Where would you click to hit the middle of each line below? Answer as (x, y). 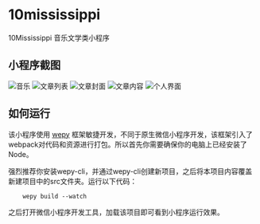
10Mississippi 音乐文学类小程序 (59, 37)
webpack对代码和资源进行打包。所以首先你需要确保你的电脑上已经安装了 (128, 144)
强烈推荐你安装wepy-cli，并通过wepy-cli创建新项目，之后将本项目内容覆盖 (130, 171)
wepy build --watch (55, 196)
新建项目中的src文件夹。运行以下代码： (73, 181)
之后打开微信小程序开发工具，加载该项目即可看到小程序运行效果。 (116, 212)
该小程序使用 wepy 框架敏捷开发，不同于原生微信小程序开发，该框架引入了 (130, 134)
